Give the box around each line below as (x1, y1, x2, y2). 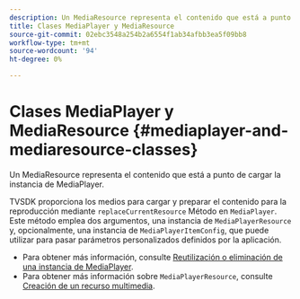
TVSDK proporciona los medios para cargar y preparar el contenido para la (9, 196, 287, 207)
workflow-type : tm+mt (9, 38, 91, 48)
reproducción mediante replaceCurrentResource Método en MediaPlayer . (9, 206, 278, 216)
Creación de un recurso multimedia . (22, 280, 155, 291)
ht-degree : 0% (9, 55, 63, 64)
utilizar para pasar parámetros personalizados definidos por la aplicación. (9, 234, 282, 245)
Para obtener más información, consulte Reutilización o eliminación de (22, 251, 283, 262)
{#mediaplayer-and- (132, 120, 289, 141)
